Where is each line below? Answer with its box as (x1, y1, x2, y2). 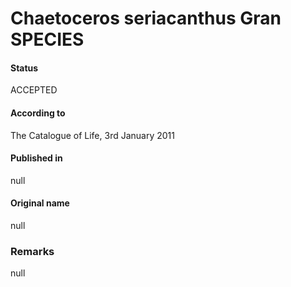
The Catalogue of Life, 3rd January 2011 (10, 129, 175, 141)
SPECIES (10, 28, 85, 51)
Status (10, 62, 39, 74)
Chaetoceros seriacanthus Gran (10, 7, 282, 30)
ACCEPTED (10, 84, 58, 96)
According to (10, 107, 66, 119)
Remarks (10, 244, 55, 258)
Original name (10, 197, 70, 209)
